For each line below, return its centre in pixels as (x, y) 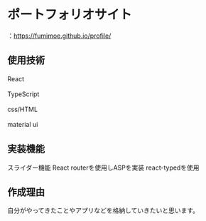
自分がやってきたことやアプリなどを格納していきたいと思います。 (103, 210)
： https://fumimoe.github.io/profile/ (59, 36)
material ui (23, 124)
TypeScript (23, 94)
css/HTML (22, 109)
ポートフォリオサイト (70, 15)
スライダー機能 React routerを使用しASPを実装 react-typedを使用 (103, 168)
